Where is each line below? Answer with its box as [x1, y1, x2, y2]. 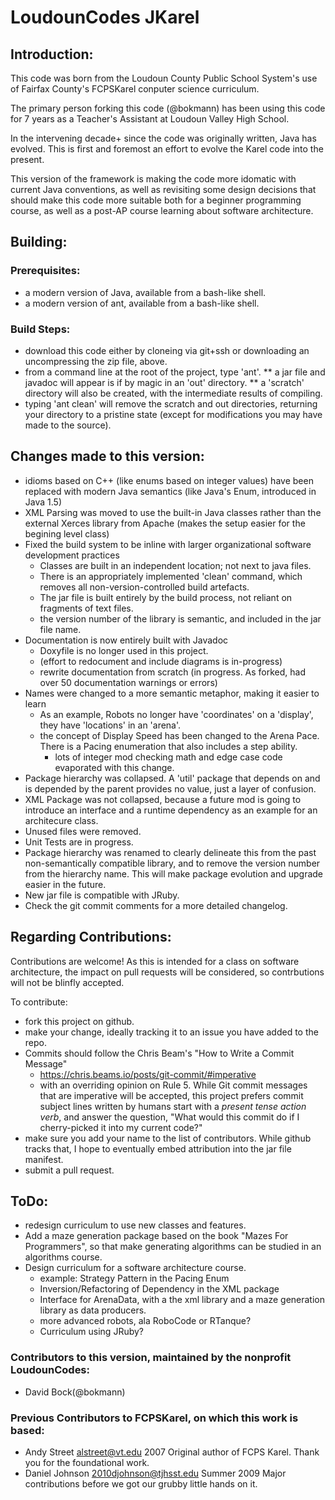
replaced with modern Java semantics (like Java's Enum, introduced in [24, 485, 317, 497]
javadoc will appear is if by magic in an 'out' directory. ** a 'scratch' [24, 376, 305, 388]
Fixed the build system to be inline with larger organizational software [24, 538, 312, 550]
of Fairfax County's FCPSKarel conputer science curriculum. [10, 83, 260, 95]
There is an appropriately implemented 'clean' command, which [39, 570, 303, 582]
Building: [10, 234, 68, 251]
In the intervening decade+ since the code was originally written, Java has [10, 132, 317, 144]
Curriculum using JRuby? [39, 1326, 144, 1338]
